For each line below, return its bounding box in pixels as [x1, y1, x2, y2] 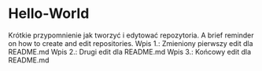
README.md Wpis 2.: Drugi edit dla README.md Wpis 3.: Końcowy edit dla [8, 47, 252, 56]
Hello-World [8, 5, 90, 23]
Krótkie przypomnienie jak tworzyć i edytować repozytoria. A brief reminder [8, 30, 254, 40]
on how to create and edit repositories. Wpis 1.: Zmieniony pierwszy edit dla [8, 38, 253, 48]
